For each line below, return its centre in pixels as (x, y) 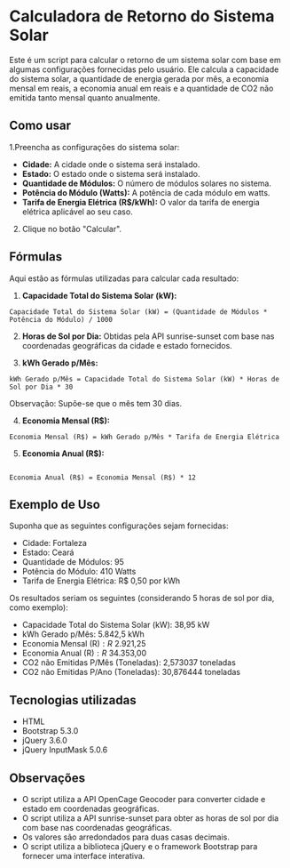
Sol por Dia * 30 (41, 387)
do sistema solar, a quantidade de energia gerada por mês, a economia (139, 78)
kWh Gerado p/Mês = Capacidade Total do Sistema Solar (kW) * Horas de (144, 379)
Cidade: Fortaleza (54, 543)
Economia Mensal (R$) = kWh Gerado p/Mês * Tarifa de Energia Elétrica (144, 437)
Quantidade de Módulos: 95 (73, 562)
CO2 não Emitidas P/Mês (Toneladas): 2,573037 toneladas (129, 663)
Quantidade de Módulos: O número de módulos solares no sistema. (147, 183)
